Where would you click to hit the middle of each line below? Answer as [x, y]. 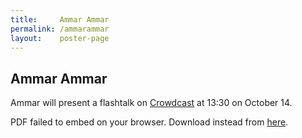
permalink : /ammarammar [60, 29]
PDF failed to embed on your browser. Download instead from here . [149, 122]
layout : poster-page [60, 38]
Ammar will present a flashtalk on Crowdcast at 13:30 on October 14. [151, 103]
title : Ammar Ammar [60, 19]
